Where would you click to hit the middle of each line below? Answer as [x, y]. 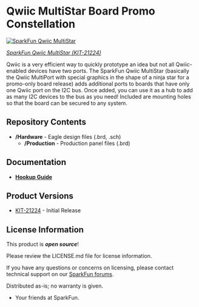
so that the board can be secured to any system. [67, 103]
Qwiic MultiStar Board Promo [81, 11]
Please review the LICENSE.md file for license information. [79, 256]
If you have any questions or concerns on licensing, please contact [90, 268]
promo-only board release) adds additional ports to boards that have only [98, 84]
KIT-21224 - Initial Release [48, 211]
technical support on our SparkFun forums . [60, 274]
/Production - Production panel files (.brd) [77, 143]
